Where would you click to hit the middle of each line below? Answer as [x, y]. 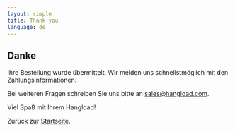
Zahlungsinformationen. [42, 80]
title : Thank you [33, 20]
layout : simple [30, 14]
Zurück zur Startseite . [39, 121]
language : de [27, 27]
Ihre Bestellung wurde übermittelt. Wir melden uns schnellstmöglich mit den [118, 73]
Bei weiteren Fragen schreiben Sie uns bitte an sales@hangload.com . [108, 94]
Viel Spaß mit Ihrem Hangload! [52, 107]
